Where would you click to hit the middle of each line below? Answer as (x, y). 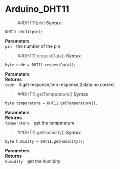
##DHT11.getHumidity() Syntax (49, 132)
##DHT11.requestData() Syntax (49, 56)
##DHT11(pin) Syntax (39, 23)
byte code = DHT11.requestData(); (41, 65)
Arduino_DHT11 (37, 9)
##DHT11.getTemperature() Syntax (53, 94)
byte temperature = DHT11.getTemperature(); (52, 103)
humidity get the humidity (33, 161)
